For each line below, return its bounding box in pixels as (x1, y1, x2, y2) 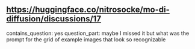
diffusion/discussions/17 (6, 14, 101, 24)
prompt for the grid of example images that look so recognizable (6, 35, 166, 43)
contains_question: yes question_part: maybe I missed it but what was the (6, 30, 190, 37)
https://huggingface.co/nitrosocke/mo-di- (6, 5, 170, 15)
